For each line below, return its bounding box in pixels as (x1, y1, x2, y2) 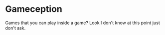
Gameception (5, 3, 62, 15)
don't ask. (5, 25, 26, 31)
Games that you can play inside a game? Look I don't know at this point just (5, 20, 161, 26)
